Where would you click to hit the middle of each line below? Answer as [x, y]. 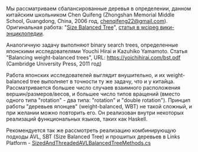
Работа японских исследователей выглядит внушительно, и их [86, 75]
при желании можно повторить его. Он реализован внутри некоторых [95, 113]
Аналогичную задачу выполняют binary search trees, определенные [92, 45]
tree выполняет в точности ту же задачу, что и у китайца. [102, 81]
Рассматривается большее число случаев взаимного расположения [93, 87]
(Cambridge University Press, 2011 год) [54, 64]
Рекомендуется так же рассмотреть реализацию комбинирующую [91, 130]
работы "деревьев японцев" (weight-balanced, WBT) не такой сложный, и [99, 106]
